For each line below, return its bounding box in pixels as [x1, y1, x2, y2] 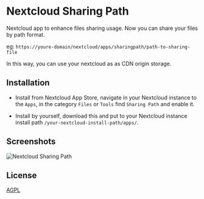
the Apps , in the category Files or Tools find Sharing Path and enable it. [15, 100, 195, 107]
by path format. [6, 31, 45, 38]
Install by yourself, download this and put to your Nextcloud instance [15, 112, 188, 120]
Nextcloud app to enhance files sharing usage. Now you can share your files [6, 24, 198, 32]
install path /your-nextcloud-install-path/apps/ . [15, 118, 139, 126]
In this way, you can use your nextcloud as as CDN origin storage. [6, 60, 172, 67]
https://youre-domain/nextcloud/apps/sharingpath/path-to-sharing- [15, 44, 191, 50]
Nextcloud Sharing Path [6, 4, 129, 18]
